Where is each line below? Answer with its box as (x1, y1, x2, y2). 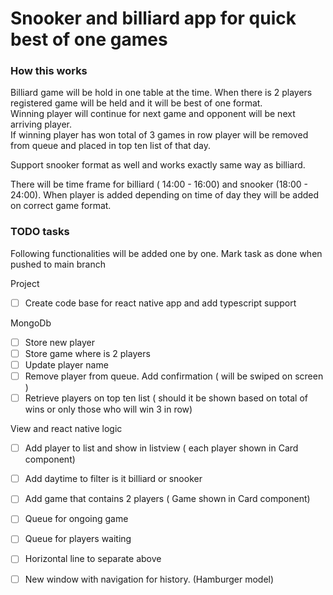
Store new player (24, 336, 95, 348)
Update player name (24, 358, 109, 371)
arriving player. (10, 118, 73, 131)
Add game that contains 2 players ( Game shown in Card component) (24, 493, 311, 505)
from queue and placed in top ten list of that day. (10, 140, 212, 152)
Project (10, 277, 40, 289)
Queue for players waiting (24, 533, 132, 545)
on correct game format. (10, 200, 112, 212)
